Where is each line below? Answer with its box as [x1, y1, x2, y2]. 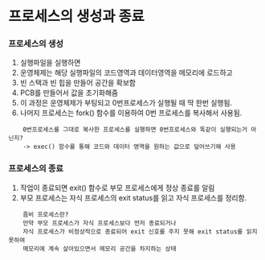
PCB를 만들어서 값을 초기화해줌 [19, 88, 119, 97]
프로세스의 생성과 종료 [8, 7, 145, 26]
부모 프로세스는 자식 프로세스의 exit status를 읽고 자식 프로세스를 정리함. [19, 192, 247, 202]
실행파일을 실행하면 [19, 58, 81, 68]
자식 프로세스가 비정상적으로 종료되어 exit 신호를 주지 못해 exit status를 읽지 [22, 227, 258, 236]
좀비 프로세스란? [22, 210, 69, 218]
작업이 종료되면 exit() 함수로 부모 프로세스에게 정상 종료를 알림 [19, 183, 215, 192]
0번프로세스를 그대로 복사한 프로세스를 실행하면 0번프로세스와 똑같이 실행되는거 [22, 126, 247, 134]
